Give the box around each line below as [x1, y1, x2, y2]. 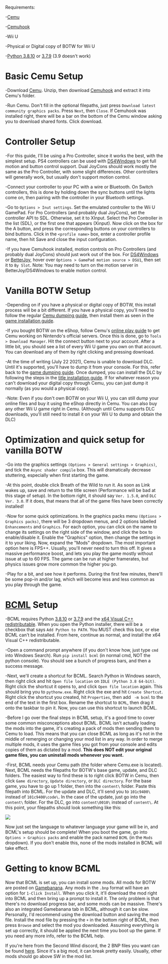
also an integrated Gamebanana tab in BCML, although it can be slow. [5, 906, 149, 912]
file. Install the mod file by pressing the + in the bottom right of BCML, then [5, 917, 159, 923]
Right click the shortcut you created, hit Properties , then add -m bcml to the [5, 694, 163, 700]
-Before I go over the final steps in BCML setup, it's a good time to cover [5, 714, 155, 720]
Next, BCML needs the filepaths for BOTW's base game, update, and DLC [5, 767, 157, 773]
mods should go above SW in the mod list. [5, 953, 93, 959]
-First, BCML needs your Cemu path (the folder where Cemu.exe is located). [5, 762, 163, 768]
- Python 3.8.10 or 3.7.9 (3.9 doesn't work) [5, 53, 91, 59]
